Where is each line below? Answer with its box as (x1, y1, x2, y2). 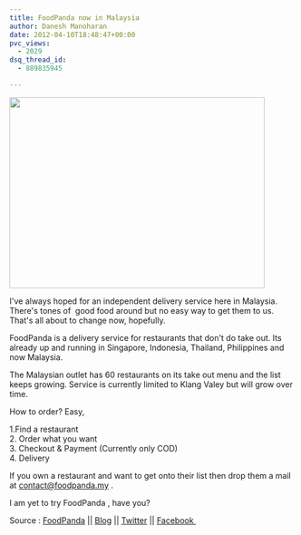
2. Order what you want (9, 433, 98, 444)
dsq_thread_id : (9, 55, 67, 64)
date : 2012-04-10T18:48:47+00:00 (9, 30, 136, 39)
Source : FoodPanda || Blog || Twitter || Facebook (9, 514, 194, 526)
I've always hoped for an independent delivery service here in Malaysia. (9, 296, 278, 306)
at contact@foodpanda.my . (9, 480, 114, 491)
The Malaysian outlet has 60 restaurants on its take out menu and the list (9, 369, 281, 380)
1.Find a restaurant (9, 423, 79, 434)
